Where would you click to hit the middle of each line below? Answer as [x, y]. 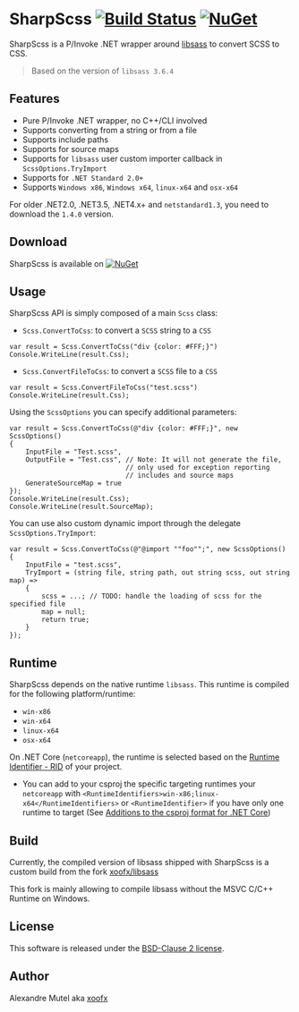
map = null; [64, 612]
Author [29, 977]
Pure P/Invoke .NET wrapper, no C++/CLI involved [115, 120]
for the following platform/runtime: [73, 694]
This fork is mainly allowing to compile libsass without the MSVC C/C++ [141, 889]
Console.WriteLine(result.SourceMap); [81, 507]
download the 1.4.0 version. [61, 214]
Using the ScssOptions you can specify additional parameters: [123, 412]
